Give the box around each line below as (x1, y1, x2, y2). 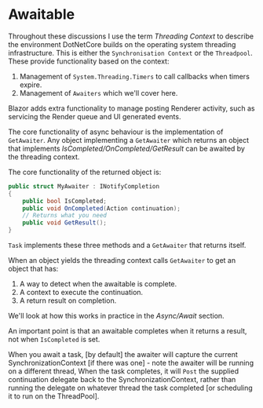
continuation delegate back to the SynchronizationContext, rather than (8, 375, 236, 384)
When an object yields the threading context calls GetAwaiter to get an (8, 256, 236, 265)
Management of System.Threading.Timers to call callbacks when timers (19, 71, 250, 81)
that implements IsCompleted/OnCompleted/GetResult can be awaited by (8, 144, 246, 153)
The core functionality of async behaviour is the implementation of (8, 127, 224, 137)
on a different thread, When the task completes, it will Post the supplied (8, 366, 239, 376)
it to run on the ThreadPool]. (8, 392, 100, 401)
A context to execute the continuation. (19, 288, 144, 297)
